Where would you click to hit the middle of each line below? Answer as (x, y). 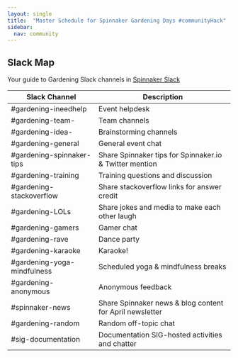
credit (108, 196)
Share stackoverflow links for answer (160, 187)
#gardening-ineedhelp (49, 109)
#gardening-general (45, 144)
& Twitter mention (127, 164)
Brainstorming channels (138, 132)
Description (163, 97)
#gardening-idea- (42, 132)
